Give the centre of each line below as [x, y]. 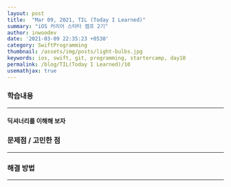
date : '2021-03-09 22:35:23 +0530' [58, 39]
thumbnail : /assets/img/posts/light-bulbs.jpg [75, 52]
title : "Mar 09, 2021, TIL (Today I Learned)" [77, 20]
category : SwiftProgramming [47, 45]
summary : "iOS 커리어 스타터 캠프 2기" [58, 26]
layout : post [26, 13]
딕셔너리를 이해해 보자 [36, 121]
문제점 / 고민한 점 [34, 140]
